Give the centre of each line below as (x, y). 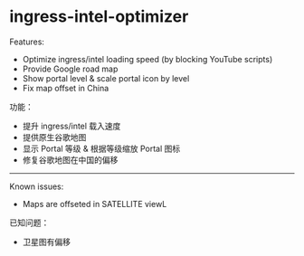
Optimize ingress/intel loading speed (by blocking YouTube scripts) (147, 59)
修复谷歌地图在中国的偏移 (70, 159)
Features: (27, 42)
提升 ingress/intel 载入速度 (71, 126)
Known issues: (37, 186)
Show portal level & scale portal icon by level (106, 78)
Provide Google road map (70, 69)
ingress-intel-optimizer (99, 17)
